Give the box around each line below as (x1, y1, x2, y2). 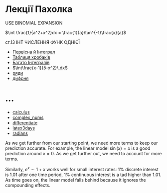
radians (12, 130, 28, 136)
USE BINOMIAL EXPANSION (5, 20, 63, 26)
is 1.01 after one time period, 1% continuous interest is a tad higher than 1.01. (5, 172, 162, 178)
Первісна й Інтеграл (12, 49, 55, 55)
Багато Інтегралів (12, 59, 50, 65)
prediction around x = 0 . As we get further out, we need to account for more (5, 150, 162, 156)
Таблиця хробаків (12, 54, 51, 60)
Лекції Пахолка (5, 3, 73, 15)
